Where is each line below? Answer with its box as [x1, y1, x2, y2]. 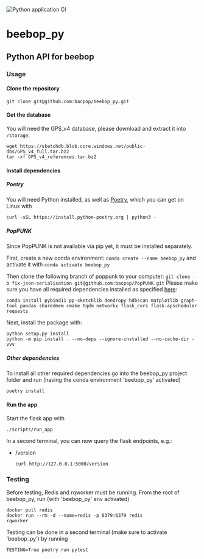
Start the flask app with [6, 414, 65, 422]
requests [6, 309, 29, 315]
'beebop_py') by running [6, 535, 68, 542]
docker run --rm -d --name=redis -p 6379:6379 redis [6, 512, 143, 519]
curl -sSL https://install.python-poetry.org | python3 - [6, 214, 157, 221]
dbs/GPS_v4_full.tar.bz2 [6, 148, 69, 155]
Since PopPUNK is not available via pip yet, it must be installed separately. [6, 243, 193, 250]
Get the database [6, 111, 51, 119]
